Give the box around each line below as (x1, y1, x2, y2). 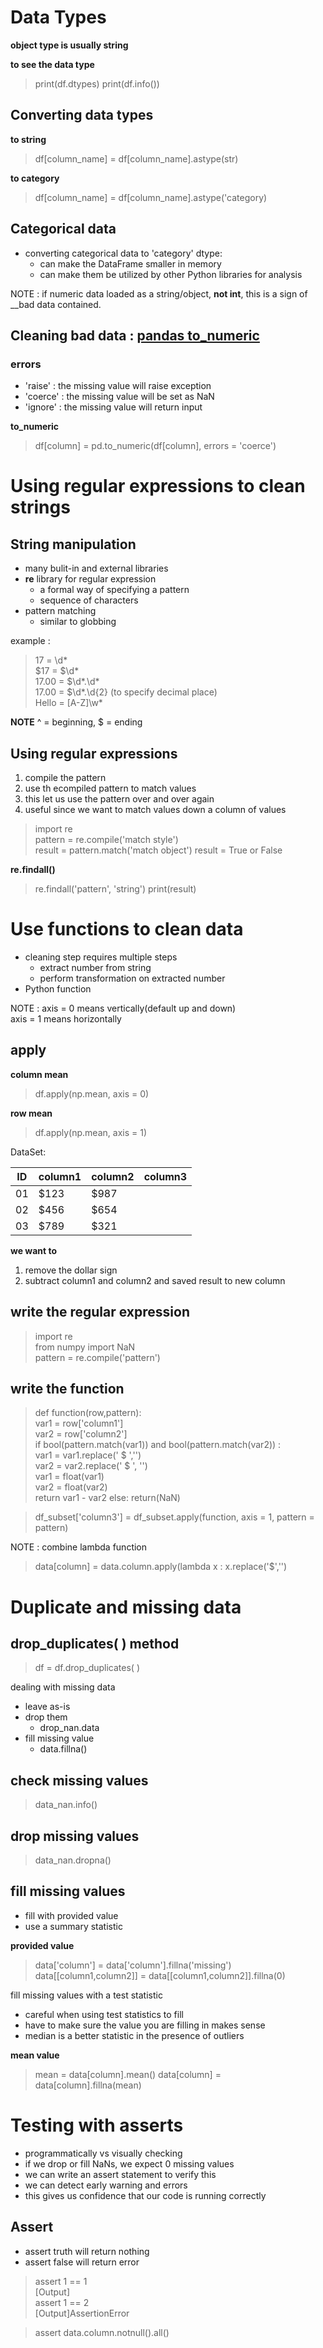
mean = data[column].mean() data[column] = (34, 2068, 222, 2080)
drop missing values (10, 1827, 140, 1845)
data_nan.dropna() (34, 1854, 112, 1866)
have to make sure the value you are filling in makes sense (24, 2019, 266, 2031)
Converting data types (10, 107, 154, 124)
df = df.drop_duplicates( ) (34, 1662, 140, 1674)
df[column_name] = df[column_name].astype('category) (34, 191, 268, 203)
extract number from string (39, 962, 152, 973)
